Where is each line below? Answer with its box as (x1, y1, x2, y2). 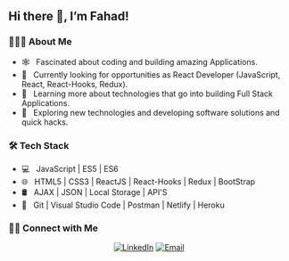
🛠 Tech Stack (8, 139, 70, 151)
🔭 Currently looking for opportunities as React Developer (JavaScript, (21, 69, 281, 80)
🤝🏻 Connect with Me (8, 222, 99, 234)
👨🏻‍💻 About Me (8, 36, 72, 48)
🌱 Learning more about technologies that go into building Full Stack (21, 88, 273, 99)
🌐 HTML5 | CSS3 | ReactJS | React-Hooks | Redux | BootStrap (21, 175, 256, 187)
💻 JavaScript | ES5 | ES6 (21, 163, 120, 174)
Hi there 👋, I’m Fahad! (8, 9, 130, 24)
